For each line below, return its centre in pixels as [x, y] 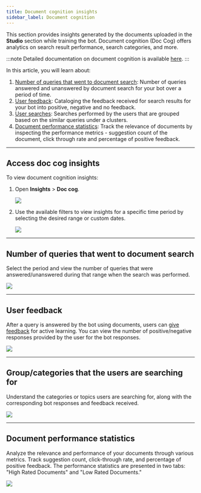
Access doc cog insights [53, 163]
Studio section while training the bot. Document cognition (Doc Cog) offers [99, 41]
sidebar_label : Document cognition [51, 17]
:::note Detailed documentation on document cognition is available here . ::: [98, 59]
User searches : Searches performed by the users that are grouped [97, 114]
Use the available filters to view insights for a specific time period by [99, 212]
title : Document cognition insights [52, 12]
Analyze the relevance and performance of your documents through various [100, 453]
